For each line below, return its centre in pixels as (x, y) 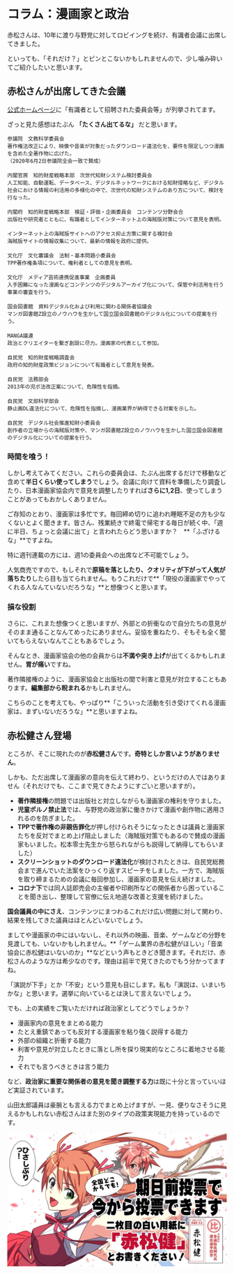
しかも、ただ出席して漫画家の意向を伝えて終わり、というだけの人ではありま (117, 778)
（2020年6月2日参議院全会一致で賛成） (56, 161)
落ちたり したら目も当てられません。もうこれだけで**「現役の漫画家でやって (117, 579)
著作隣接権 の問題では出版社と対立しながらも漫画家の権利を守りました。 (121, 801)
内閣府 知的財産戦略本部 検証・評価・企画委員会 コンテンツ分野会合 (95, 212)
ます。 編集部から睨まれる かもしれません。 (74, 688)
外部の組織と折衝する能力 (54, 1040)
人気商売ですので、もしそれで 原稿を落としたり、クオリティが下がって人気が (116, 570)
